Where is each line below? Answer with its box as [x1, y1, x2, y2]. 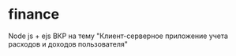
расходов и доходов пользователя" [8, 39, 128, 48]
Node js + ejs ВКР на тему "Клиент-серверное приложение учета [8, 31, 229, 40]
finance [8, 5, 60, 23]
